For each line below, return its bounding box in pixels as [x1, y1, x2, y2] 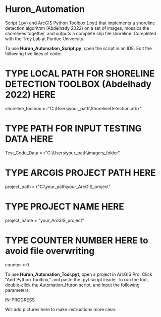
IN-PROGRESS [5, 297, 35, 303]
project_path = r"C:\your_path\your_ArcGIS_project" [5, 184, 111, 190]
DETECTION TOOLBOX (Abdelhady [5, 78, 152, 90]
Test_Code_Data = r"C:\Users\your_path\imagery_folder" [5, 150, 120, 156]
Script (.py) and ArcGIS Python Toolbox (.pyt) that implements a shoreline [5, 20, 155, 26]
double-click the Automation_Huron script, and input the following [5, 282, 140, 288]
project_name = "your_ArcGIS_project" [5, 217, 84, 223]
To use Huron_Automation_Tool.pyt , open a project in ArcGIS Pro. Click [5, 271, 153, 277]
